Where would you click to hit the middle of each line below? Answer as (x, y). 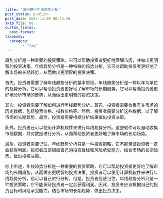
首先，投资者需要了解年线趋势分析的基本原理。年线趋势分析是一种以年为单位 (81, 82)
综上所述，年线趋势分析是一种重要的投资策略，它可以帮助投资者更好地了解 (79, 166)
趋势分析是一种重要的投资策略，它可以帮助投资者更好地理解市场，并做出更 (79, 60)
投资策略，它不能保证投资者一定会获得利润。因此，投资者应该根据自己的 (81, 184)
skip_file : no (19, 23)
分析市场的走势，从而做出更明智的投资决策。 (58, 95)
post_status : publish (27, 14)
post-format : (23, 32)
